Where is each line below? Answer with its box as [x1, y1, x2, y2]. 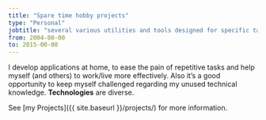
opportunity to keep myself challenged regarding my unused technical [8, 80, 237, 89]
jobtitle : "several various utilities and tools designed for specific [8, 26, 249, 34]
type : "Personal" [8, 19, 66, 27]
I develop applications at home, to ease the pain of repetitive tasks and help [8, 62, 255, 72]
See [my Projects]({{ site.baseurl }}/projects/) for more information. [8, 103, 228, 113]
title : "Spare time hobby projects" [8, 11, 129, 20]
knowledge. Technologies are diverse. [8, 88, 135, 97]
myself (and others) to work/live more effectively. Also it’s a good [8, 71, 221, 81]
